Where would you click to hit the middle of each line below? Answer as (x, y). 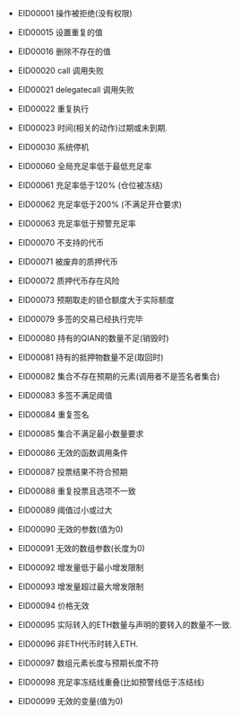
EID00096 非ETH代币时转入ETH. (78, 644)
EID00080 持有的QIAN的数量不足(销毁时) (93, 338)
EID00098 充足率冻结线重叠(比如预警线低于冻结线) (111, 682)
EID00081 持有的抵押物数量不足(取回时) (90, 357)
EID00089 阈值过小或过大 (65, 510)
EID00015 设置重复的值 (60, 32)
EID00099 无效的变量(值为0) (70, 701)
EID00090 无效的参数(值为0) (70, 529)
